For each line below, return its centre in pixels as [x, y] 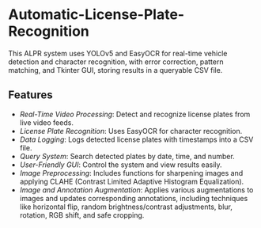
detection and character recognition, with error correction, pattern [116, 62]
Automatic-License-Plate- [96, 15]
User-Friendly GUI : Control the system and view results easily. [121, 165]
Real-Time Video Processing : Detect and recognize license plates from [135, 114]
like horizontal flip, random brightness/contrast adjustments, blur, [126, 207]
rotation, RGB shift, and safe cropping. [82, 215]
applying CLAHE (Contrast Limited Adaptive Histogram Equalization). [132, 181]
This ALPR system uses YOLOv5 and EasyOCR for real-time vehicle [118, 53]
